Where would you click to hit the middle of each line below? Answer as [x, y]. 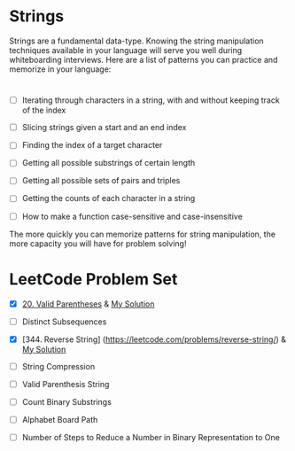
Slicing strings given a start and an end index [104, 128]
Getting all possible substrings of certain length [109, 163]
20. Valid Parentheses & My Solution [88, 304]
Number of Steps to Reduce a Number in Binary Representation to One [151, 437]
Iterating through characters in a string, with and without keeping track [151, 100]
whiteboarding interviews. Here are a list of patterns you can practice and [144, 59]
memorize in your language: [60, 69]
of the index [44, 110]
